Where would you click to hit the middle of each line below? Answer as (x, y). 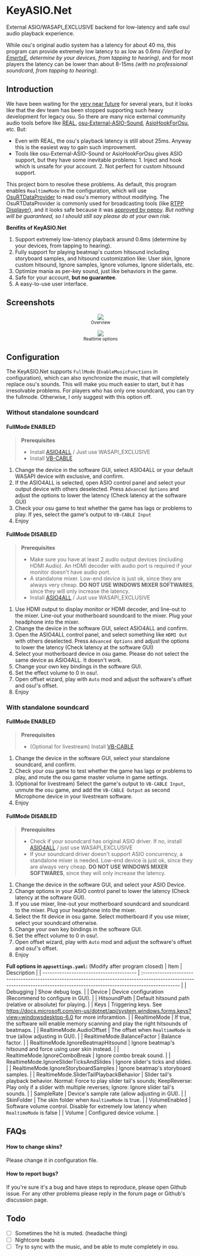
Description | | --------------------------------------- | (73, 973)
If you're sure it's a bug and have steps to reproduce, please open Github (96, 1187)
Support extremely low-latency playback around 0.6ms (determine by (101, 239)
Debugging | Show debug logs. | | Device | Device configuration (85, 992)
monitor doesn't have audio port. (70, 572)
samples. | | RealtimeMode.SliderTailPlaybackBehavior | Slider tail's (89, 1075)
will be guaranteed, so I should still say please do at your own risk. (89, 216)
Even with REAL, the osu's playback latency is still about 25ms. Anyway (103, 141)
